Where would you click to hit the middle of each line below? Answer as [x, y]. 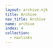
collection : [17, 33]
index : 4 [14, 28]
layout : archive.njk [27, 10]
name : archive [20, 24]
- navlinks [21, 38]
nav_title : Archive [25, 19]
